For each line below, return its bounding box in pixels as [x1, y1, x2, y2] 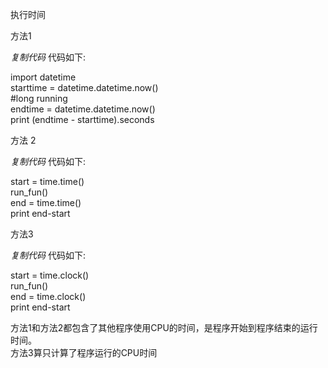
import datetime [10, 71, 77, 83]
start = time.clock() [10, 269, 90, 281]
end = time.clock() [10, 291, 87, 302]
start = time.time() [10, 176, 85, 187]
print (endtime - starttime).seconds [10, 114, 155, 125]
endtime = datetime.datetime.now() [10, 103, 156, 115]
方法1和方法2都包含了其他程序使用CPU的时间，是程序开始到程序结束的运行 [10, 322, 318, 333]
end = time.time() [10, 197, 82, 208]
